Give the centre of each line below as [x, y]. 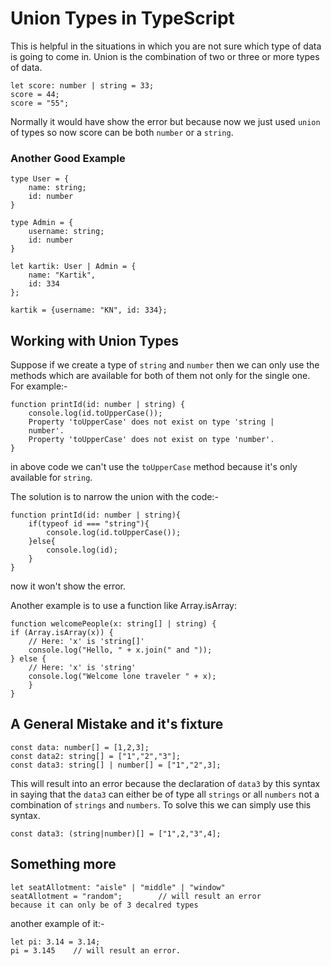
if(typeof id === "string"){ [89, 524]
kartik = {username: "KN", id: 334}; [89, 310]
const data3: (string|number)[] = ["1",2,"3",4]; [116, 833]
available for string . [51, 478]
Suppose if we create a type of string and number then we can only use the [165, 365]
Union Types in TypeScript [122, 18]
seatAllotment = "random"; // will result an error [136, 896]
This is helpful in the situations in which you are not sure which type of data [166, 46]
